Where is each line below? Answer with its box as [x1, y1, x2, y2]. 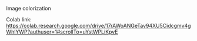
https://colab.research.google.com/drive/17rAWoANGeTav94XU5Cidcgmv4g [6, 23, 191, 29]
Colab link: [6, 16, 32, 23]
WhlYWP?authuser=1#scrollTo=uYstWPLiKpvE [6, 28, 118, 35]
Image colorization [6, 5, 51, 12]
